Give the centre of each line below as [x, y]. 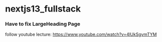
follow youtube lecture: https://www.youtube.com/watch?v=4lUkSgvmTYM [81, 34]
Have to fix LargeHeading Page [43, 24]
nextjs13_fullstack [43, 9]
